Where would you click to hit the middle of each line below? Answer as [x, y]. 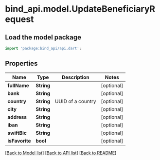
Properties [21, 63]
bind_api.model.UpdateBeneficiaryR [80, 9]
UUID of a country [76, 101]
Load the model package [43, 37]
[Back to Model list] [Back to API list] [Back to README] [61, 153]
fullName [18, 85]
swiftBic [17, 133]
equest [19, 19]
